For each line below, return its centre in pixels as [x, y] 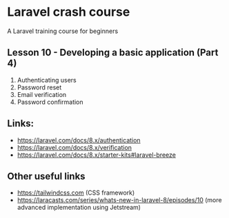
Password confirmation [50, 102]
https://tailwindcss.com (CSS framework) [76, 193]
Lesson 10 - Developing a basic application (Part [113, 53]
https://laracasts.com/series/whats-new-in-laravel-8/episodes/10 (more [119, 200]
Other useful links [46, 176]
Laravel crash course [69, 12]
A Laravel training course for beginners [63, 31]
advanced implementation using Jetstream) [79, 208]
